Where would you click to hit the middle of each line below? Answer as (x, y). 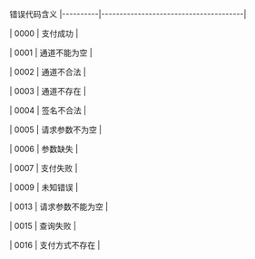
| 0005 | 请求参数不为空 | (56, 129)
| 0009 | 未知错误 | (44, 187)
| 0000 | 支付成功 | (44, 34)
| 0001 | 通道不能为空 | (51, 53)
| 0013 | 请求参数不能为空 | (59, 206)
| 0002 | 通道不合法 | (48, 72)
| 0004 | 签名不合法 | (48, 110)
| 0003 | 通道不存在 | (48, 91)
